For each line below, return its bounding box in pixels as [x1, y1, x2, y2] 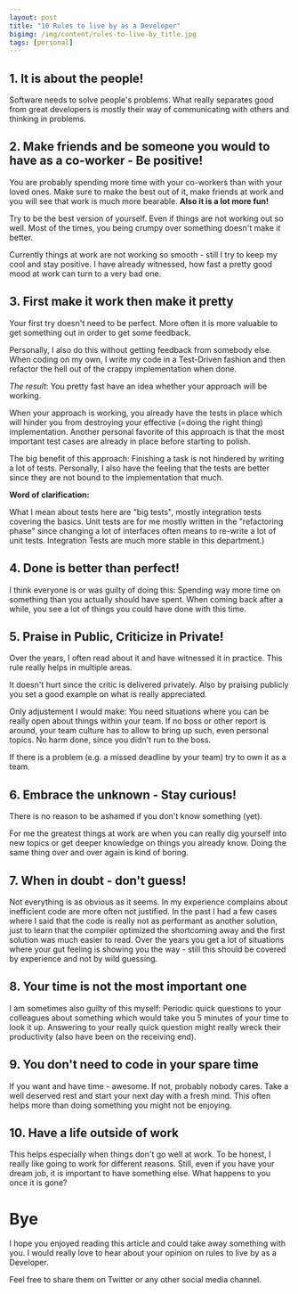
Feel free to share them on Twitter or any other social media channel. [9, 1274, 262, 1285]
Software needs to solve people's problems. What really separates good [9, 94, 274, 105]
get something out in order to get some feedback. [9, 327, 191, 338]
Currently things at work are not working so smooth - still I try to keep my [9, 249, 278, 259]
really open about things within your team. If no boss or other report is [9, 716, 267, 726]
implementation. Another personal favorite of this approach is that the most [9, 426, 285, 437]
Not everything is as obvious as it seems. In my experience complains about [9, 897, 288, 907]
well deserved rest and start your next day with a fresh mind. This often [9, 1090, 271, 1101]
